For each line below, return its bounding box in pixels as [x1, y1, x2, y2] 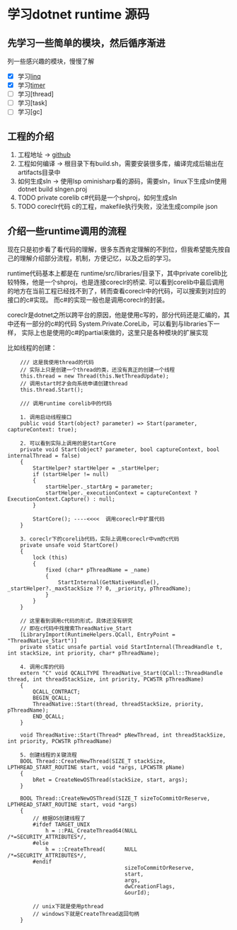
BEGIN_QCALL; [33, 694, 71, 701]
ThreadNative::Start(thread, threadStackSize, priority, [33, 701, 204, 708]
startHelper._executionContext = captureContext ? [45, 489, 198, 497]
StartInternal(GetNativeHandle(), [57, 579, 160, 586]
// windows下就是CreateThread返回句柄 [33, 910, 140, 917]
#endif [33, 858, 52, 865]
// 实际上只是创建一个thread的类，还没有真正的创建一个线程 [20, 366, 175, 373]
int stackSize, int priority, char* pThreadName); [7, 650, 160, 657]
